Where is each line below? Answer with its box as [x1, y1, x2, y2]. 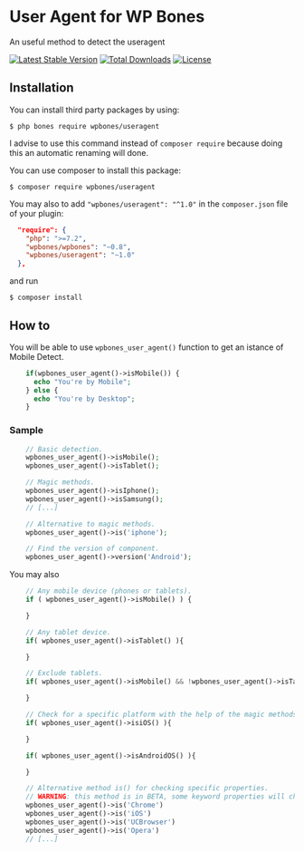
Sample [9, 424, 43, 437]
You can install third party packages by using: [9, 104, 180, 115]
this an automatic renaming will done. [9, 147, 149, 158]
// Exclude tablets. [25, 669, 103, 678]
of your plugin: [9, 208, 64, 218]
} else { [25, 385, 59, 395]
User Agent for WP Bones [9, 6, 205, 27]
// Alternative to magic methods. [25, 519, 156, 528]
